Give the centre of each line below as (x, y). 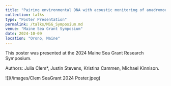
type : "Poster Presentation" (36, 19)
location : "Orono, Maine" (33, 39)
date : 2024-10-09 (24, 34)
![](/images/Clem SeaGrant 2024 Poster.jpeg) (53, 78)
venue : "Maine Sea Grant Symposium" (44, 29)
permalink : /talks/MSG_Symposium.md (44, 24)
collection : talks (25, 15)
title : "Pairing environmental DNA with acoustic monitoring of (75, 10)
